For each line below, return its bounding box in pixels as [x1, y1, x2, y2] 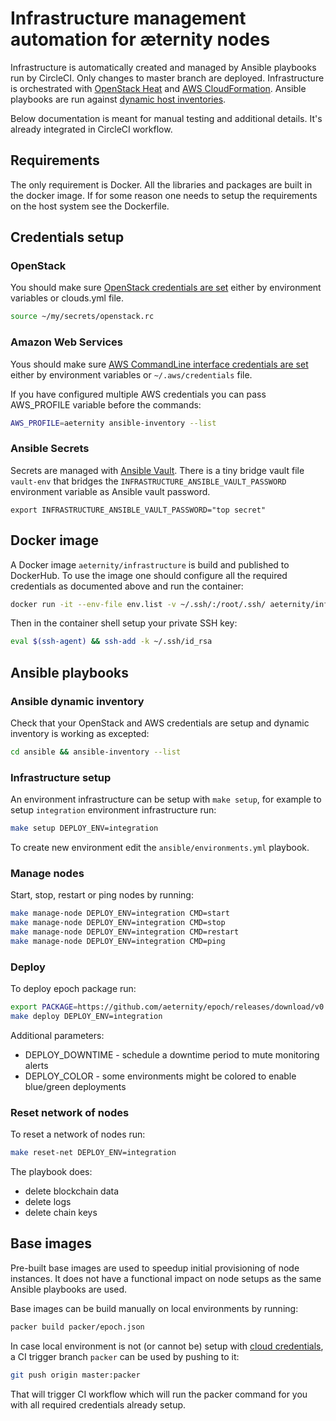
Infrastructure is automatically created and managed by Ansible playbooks [10, 61, 317, 73]
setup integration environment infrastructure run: [10, 804, 217, 816]
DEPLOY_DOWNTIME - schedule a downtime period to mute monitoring [24, 1048, 320, 1061]
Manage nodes [10, 867, 85, 880]
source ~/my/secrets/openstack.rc [10, 312, 155, 322]
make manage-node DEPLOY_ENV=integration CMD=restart [10, 927, 240, 937]
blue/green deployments [24, 1080, 127, 1092]
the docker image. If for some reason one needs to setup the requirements [10, 189, 318, 201]
